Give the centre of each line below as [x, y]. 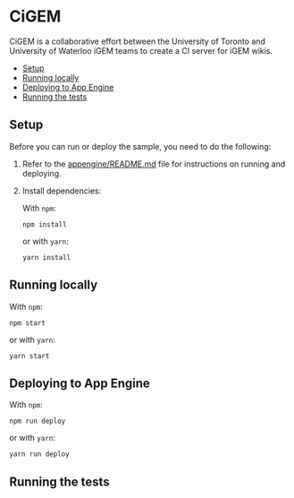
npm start [28, 323]
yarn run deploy [39, 454]
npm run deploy [38, 421]
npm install [44, 224]
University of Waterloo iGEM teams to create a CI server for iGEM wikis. [141, 50]
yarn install [46, 257]
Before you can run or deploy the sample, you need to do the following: [140, 146]
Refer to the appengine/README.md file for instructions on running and [154, 164]
